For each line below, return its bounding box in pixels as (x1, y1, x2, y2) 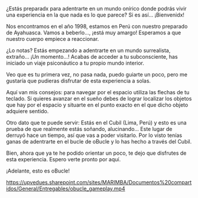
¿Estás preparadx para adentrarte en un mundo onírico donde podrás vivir (6, 5, 187, 12)
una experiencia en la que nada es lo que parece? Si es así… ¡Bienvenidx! (6, 11, 185, 18)
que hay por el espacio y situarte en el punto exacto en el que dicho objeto (6, 101, 189, 108)
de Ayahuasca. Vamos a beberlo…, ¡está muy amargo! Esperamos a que (6, 29, 181, 36)
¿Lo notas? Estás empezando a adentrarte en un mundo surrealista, (6, 47, 171, 54)
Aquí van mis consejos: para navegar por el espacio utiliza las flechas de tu (6, 89, 190, 95)
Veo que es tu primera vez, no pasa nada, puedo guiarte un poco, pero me (6, 71, 188, 78)
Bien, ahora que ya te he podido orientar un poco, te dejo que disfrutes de (6, 149, 187, 157)
